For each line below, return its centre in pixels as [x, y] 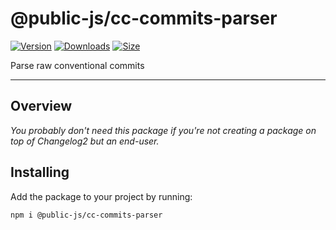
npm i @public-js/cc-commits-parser [86, 215]
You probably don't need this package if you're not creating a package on [163, 130]
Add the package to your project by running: [101, 196]
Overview [41, 106]
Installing [40, 172]
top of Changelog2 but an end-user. [85, 141]
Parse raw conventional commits [77, 65]
